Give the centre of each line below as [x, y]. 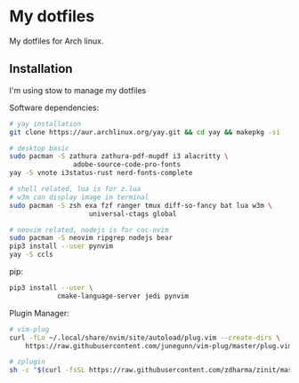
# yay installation [45, 124]
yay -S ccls [31, 255]
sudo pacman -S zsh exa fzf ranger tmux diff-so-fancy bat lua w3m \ [141, 205]
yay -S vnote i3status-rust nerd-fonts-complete [101, 173]
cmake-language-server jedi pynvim [123, 296]
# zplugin [28, 362]
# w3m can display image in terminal [79, 197]
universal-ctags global [133, 214]
